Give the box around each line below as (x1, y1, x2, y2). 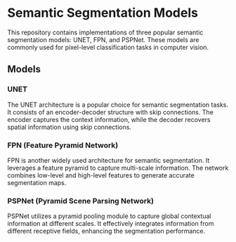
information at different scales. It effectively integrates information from (7, 220, 214, 228)
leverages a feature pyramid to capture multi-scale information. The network (7, 163, 229, 172)
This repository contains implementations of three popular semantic (7, 28, 204, 36)
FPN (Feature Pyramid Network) (7, 140, 119, 150)
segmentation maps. (7, 178, 67, 187)
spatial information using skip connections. (7, 123, 132, 131)
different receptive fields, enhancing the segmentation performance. (7, 227, 206, 236)
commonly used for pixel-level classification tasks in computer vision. (7, 43, 209, 51)
